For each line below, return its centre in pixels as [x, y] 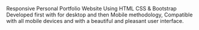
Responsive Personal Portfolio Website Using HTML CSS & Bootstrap [92, 9]
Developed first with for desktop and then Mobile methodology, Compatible [99, 15]
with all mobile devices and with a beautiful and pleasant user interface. [95, 21]
